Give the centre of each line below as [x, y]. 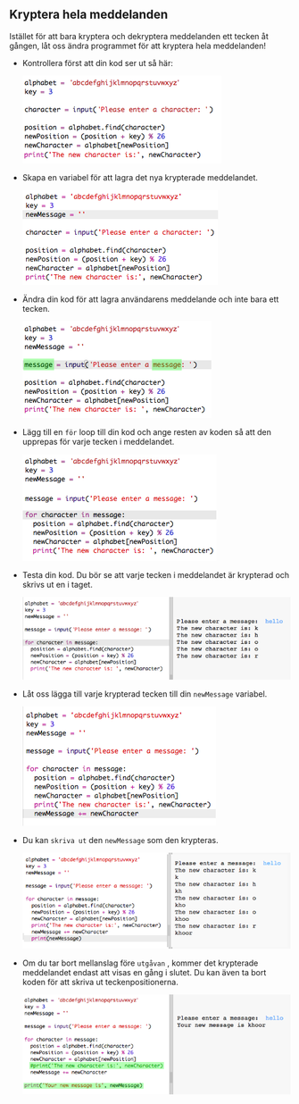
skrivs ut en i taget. [58, 584]
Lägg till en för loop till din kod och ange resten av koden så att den [147, 431]
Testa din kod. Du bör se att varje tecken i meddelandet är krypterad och [156, 574]
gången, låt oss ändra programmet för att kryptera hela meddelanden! [137, 46]
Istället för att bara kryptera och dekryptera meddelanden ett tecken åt [139, 36]
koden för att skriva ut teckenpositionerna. [100, 982]
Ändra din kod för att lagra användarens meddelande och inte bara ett [150, 299]
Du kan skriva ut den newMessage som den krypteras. [120, 841]
